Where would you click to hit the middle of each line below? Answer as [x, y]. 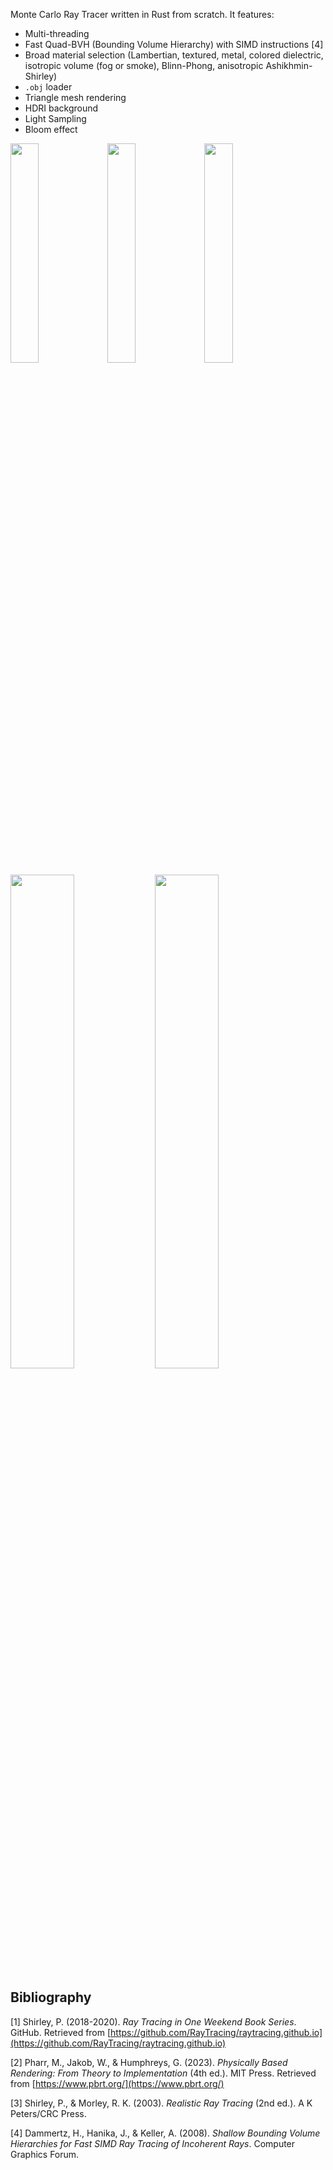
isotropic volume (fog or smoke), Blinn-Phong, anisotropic [144, 65]
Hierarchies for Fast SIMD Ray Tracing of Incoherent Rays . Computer [153, 2143]
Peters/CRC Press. [48, 2113]
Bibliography [51, 1997]
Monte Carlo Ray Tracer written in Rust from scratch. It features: [142, 14]
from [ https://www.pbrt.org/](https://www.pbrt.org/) [117, 2083]
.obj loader [48, 87]
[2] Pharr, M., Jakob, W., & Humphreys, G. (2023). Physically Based [149, 2062]
